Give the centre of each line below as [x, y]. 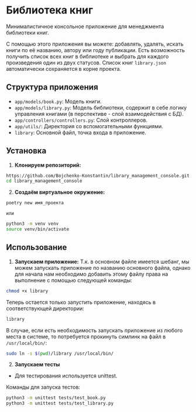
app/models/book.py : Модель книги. [58, 101]
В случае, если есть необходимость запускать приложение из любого [94, 330]
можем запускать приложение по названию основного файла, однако [102, 267]
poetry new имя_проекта [35, 203]
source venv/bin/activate [37, 229]
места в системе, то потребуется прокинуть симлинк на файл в [86, 337]
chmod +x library [27, 291]
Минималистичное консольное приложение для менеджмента [85, 26]
